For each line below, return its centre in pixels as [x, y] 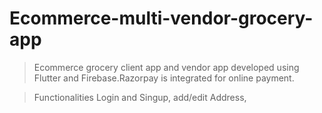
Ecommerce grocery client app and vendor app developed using [166, 67]
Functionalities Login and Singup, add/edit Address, [140, 97]
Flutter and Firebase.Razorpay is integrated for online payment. [164, 78]
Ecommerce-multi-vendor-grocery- [161, 18]
